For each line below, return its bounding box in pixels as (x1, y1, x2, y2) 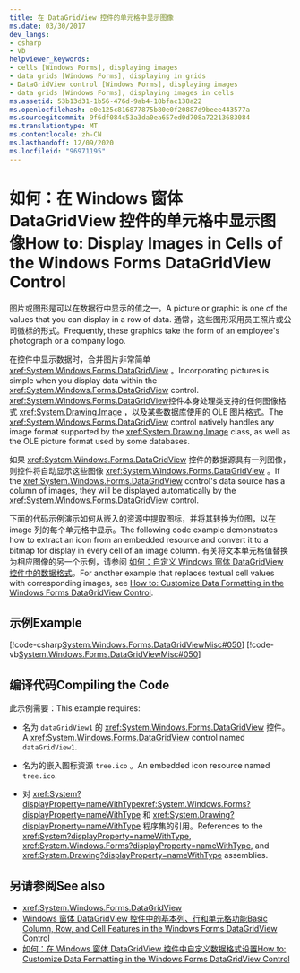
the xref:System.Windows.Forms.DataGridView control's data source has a (9, 475, 286, 486)
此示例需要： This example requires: (9, 703, 141, 714)
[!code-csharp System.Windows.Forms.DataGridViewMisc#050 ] (9, 639, 244, 651)
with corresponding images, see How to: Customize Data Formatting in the (9, 577, 285, 588)
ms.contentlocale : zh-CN (9, 130, 102, 139)
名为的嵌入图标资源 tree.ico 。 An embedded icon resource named (21, 760, 270, 771)
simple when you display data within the (9, 374, 158, 386)
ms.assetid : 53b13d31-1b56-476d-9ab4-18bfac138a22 (9, 96, 202, 106)
